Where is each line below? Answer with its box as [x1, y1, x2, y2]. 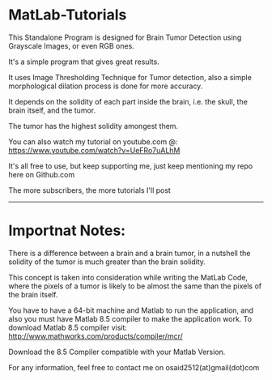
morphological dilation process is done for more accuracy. [8, 81, 203, 91]
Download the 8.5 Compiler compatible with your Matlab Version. [8, 347, 226, 357]
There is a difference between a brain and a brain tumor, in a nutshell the [8, 248, 251, 258]
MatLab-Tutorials [8, 6, 127, 24]
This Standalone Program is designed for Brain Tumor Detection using [8, 32, 242, 42]
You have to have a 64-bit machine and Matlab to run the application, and [8, 305, 253, 315]
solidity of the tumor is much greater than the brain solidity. [8, 257, 206, 267]
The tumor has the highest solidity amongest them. [8, 121, 179, 130]
